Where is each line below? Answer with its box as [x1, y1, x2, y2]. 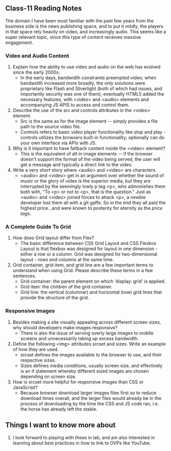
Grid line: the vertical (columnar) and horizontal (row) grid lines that [20, 289, 162, 296]
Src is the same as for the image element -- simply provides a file [20, 118, 158, 124]
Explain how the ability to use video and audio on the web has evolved [12, 64, 161, 70]
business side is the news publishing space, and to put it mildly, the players [5, 23, 164, 29]
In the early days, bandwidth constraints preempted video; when [20, 75, 157, 81]
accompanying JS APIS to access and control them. [20, 102, 130, 108]
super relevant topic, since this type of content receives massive [5, 34, 141, 40]
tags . [20, 211, 32, 217]
